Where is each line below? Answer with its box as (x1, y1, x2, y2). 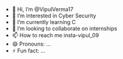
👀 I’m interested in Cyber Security (12, 12, 96, 19)
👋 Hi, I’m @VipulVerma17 (12, 6, 74, 13)
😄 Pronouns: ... (12, 40, 52, 48)
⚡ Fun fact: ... (12, 47, 45, 54)
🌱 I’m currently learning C (12, 19, 76, 25)
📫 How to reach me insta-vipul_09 (12, 32, 99, 39)
